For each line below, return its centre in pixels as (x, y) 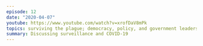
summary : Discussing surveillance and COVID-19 (67, 34)
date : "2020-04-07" (31, 17)
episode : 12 (21, 12)
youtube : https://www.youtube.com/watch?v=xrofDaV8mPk (77, 23)
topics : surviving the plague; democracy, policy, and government (92, 28)
